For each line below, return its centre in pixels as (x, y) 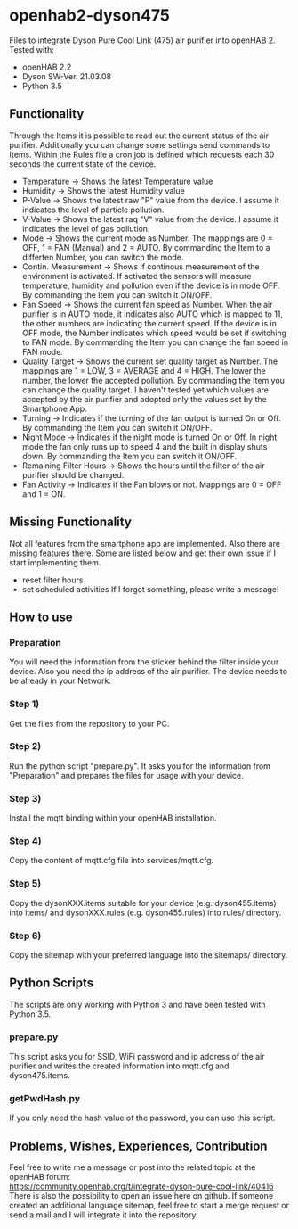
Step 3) (25, 798)
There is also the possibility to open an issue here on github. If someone (141, 1196)
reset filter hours (52, 580)
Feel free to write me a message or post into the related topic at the (133, 1167)
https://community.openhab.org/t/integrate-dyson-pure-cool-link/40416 (141, 1186)
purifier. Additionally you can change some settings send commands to (140, 144)
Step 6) (25, 936)
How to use (41, 617)
